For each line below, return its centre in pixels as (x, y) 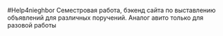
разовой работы (32, 25)
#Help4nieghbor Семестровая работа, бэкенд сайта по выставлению (112, 10)
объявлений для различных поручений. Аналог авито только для (105, 18)
